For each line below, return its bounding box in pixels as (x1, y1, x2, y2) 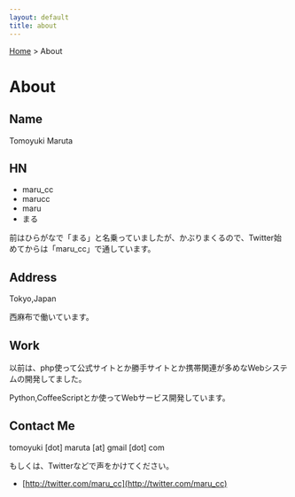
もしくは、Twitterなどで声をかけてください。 (9, 460, 175, 470)
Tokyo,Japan (9, 293, 57, 304)
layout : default (9, 12, 69, 22)
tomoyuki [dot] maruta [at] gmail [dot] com (9, 442, 166, 453)
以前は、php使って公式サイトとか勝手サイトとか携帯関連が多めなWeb (9, 362, 265, 373)
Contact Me (9, 418, 75, 434)
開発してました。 (24, 373, 87, 384)
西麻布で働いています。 (9, 312, 95, 322)
